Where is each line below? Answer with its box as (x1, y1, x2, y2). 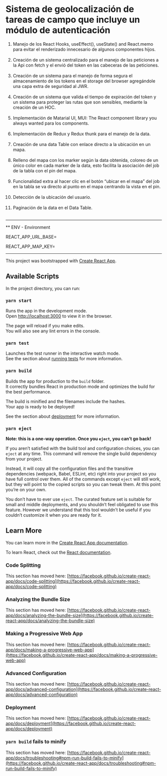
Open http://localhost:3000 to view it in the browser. (5, 313, 112, 319)
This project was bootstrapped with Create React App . (5, 257, 117, 264)
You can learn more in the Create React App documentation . (5, 540, 129, 545)
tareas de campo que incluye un (5, 14, 140, 25)
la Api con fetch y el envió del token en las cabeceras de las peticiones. (12, 62, 159, 68)
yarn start (5, 298, 32, 304)
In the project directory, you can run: (5, 285, 80, 291)
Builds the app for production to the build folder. (5, 378, 105, 384)
